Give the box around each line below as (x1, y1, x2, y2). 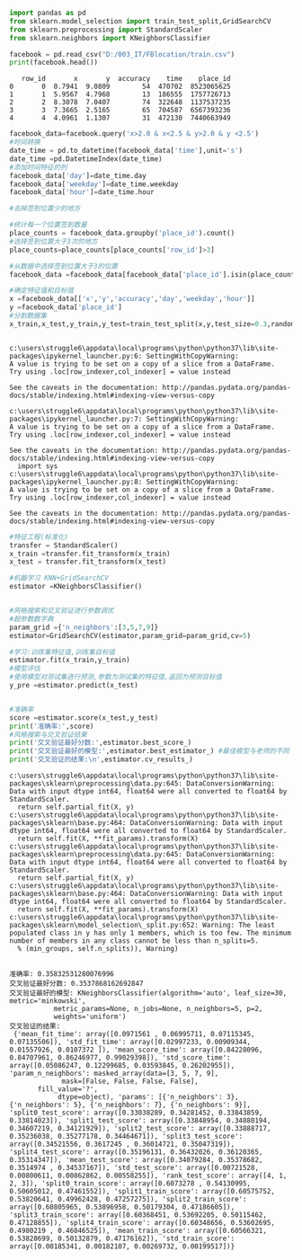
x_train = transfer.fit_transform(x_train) (9, 549, 171, 558)
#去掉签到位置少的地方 (9, 204, 81, 213)
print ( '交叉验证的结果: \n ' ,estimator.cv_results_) (9, 755, 193, 764)
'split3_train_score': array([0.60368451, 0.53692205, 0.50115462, (9, 1211, 268, 1220)
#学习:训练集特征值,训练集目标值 (9, 647, 115, 656)
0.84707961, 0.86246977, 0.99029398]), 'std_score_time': (9, 1053, 231, 1062)
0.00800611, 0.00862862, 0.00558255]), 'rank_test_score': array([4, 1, (9, 1171, 288, 1180)
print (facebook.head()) (9, 58, 99, 67)
